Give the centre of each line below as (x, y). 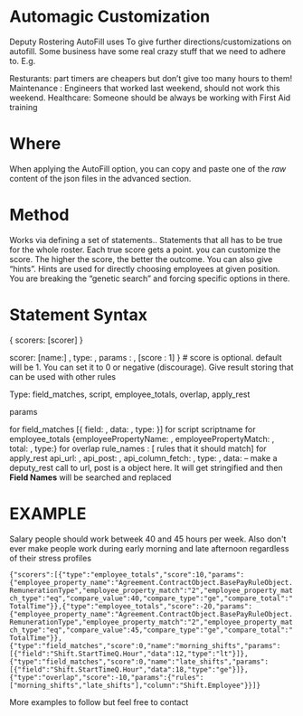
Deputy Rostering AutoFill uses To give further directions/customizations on (151, 42)
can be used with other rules (62, 376)
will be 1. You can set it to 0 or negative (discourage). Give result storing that (151, 367)
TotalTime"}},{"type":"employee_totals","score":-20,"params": (131, 606)
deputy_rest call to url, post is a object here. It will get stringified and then (146, 467)
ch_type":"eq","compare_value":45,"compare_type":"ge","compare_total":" (151, 630)
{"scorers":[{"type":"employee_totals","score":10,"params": (127, 575)
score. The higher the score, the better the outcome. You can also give (141, 259)
